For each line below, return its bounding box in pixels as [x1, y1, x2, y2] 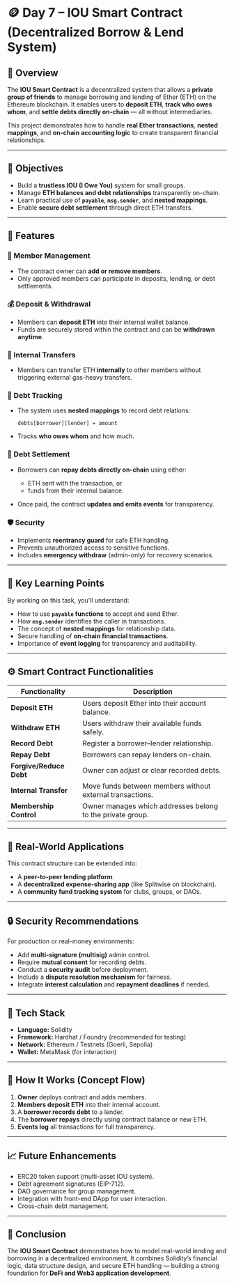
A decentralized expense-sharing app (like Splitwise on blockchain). [17, 880, 217, 888]
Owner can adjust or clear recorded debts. [82, 765, 221, 775]
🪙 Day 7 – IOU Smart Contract [7, 5, 183, 21]
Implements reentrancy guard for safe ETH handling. [17, 536, 171, 544]
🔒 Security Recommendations [7, 915, 139, 927]
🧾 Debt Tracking [7, 391, 63, 401]
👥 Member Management [7, 251, 91, 261]
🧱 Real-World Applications [7, 841, 125, 853]
